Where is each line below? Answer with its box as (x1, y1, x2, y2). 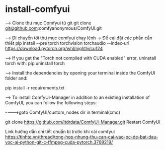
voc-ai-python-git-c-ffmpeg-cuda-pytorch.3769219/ (5, 139, 113, 145)
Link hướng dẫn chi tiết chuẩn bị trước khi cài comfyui (5, 128, 115, 135)
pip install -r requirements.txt (5, 84, 65, 90)
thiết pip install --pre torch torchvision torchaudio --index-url (5, 40, 130, 46)
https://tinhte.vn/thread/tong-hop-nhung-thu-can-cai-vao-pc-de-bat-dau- (5, 134, 158, 140)
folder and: (5, 75, 28, 81)
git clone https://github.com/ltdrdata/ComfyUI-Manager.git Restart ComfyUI (5, 119, 161, 125)
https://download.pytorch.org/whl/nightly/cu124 (5, 45, 103, 51)
